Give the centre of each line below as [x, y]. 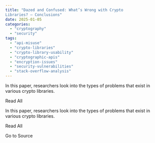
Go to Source [19, 136]
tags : [11, 39]
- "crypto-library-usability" [42, 52]
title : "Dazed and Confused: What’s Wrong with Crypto [64, 10]
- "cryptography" [28, 29]
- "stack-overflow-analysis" [41, 71]
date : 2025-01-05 [24, 19]
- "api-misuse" [26, 43]
